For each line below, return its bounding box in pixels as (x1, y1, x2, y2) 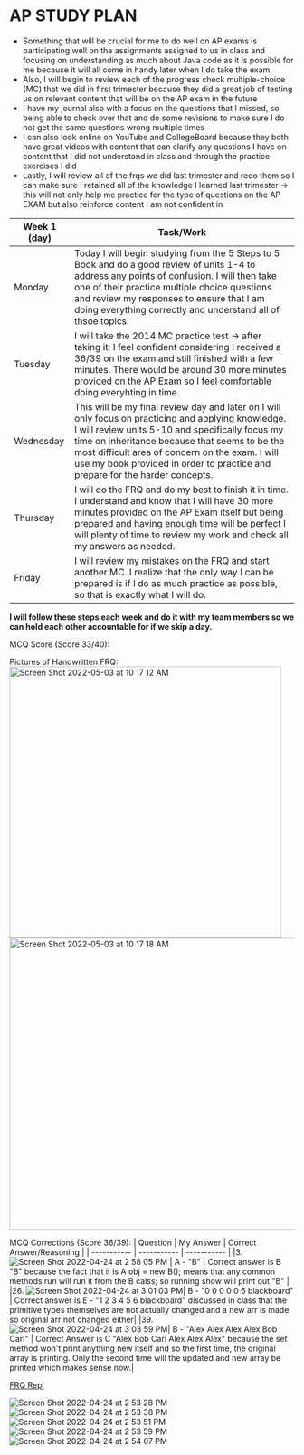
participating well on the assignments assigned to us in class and (22, 44, 265, 55)
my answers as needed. (73, 539, 176, 552)
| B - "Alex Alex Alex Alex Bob (166, 1323, 278, 1335)
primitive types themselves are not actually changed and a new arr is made (9, 1304, 290, 1315)
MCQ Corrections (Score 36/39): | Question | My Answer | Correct (9, 1237, 257, 1248)
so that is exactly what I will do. (73, 588, 206, 601)
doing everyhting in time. (73, 385, 180, 398)
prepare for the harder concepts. (73, 468, 214, 480)
